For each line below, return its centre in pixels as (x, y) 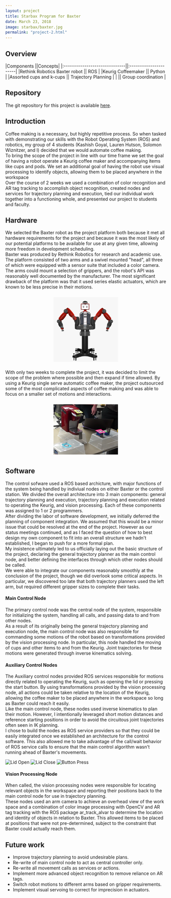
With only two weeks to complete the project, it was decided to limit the (80, 372)
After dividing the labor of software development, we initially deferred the (82, 516)
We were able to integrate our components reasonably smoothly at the (79, 570)
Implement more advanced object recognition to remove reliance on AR (88, 873)
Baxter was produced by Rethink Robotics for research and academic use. (83, 254)
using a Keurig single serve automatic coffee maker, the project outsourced (84, 383)
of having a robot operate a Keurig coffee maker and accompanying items (83, 161)
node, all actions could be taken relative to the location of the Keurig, (78, 692)
